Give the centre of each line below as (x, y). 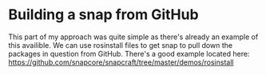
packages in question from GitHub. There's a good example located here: (129, 53)
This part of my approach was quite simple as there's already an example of (133, 37)
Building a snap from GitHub (103, 15)
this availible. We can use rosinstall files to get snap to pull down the (121, 45)
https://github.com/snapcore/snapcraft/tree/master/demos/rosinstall (121, 62)
